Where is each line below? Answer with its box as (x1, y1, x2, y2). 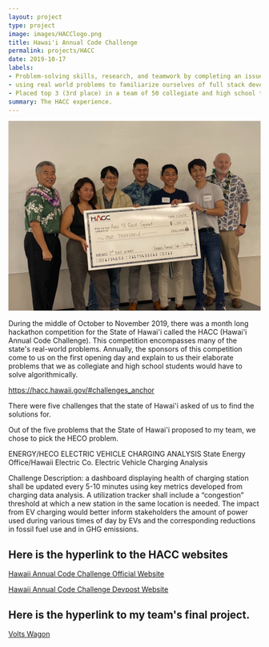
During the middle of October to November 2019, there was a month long (8, 319, 249, 328)
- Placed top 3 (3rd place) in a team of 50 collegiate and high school (8, 89, 256, 97)
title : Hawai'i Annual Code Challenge (8, 39, 138, 47)
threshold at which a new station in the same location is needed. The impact (8, 498, 259, 509)
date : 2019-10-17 (8, 55, 66, 63)
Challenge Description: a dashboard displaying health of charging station (8, 474, 250, 483)
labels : (8, 64, 34, 72)
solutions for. (8, 409, 52, 419)
